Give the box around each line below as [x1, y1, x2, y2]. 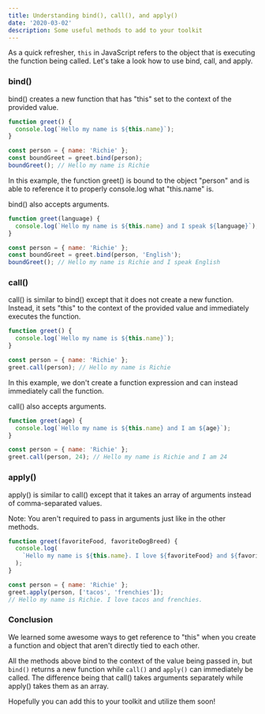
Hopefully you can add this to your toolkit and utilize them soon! [8, 697, 216, 706]
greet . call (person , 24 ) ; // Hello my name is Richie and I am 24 [8, 453, 227, 461]
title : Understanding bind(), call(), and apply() [8, 11, 178, 20]
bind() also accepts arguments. [8, 199, 110, 209]
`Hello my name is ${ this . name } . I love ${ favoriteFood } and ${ [22, 552, 238, 560]
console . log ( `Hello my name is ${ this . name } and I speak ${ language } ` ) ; [15, 222, 259, 230]
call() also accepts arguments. [8, 401, 106, 411]
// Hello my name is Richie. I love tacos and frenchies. [8, 595, 203, 603]
